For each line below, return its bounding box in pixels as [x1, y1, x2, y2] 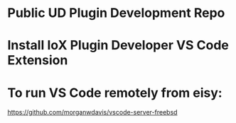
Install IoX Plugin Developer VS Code [7, 37, 230, 54]
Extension [7, 52, 68, 69]
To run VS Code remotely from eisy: [7, 85, 222, 100]
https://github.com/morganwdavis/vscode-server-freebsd [7, 108, 178, 117]
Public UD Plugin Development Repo [7, 5, 225, 21]
